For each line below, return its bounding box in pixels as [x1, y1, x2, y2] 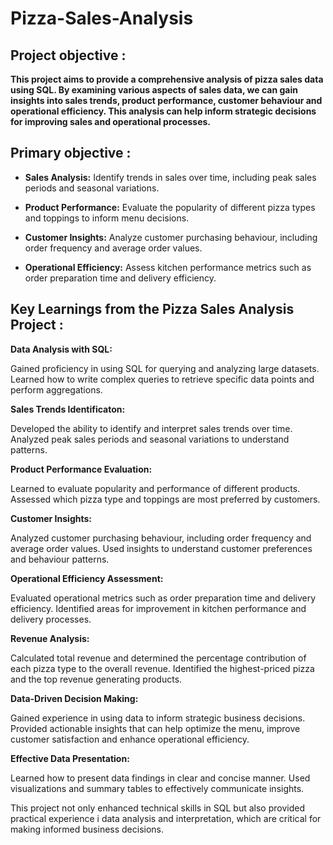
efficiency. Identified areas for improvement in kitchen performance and [10, 602, 307, 614]
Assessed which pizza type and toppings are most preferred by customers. [10, 493, 321, 505]
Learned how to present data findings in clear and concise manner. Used [10, 772, 311, 784]
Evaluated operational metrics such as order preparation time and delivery [10, 592, 317, 604]
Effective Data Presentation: [10, 752, 130, 764]
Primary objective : [10, 145, 132, 162]
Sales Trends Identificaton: [10, 403, 126, 415]
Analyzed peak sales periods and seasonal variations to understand [10, 433, 290, 445]
